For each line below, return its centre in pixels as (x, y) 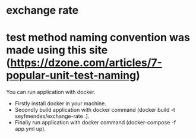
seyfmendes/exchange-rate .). (52, 116)
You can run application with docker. (51, 92)
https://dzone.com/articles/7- (86, 63)
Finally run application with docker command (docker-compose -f (95, 123)
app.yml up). (30, 129)
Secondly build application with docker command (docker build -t (95, 110)
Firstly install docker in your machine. (61, 103)
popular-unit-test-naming (71, 76)
